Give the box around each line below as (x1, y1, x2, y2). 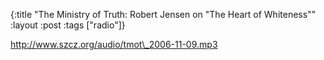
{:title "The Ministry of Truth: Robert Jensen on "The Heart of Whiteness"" (10, 9, 317, 20)
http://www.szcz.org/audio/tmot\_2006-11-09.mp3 (10, 39, 218, 50)
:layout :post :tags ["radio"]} (10, 19, 126, 31)
